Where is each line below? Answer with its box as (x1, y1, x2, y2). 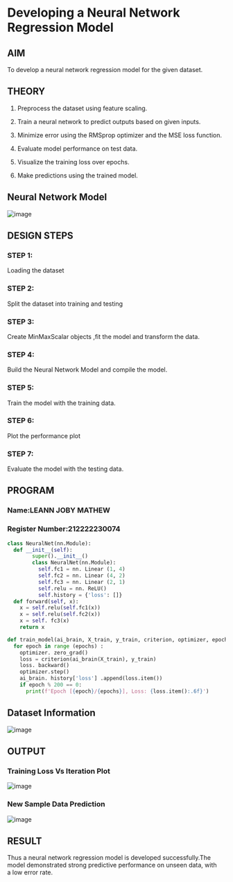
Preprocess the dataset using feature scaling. (17, 104, 148, 112)
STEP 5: (7, 383, 35, 392)
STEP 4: (7, 349, 35, 359)
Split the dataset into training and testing (7, 300, 123, 308)
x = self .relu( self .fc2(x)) (19, 611, 101, 618)
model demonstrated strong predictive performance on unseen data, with (7, 861, 217, 870)
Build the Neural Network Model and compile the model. (7, 365, 168, 374)
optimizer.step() (19, 668, 70, 675)
